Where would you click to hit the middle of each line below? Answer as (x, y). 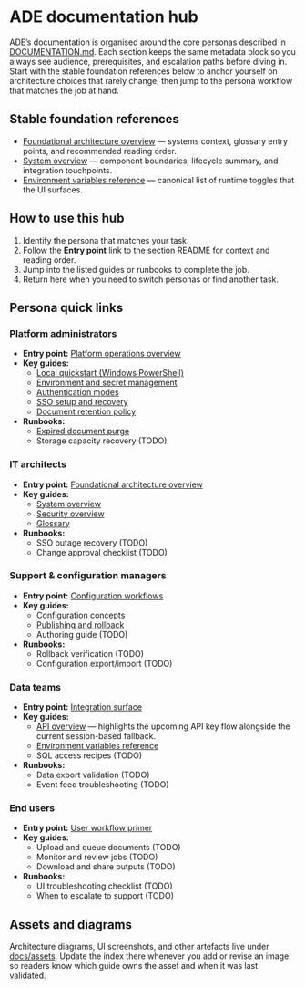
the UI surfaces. (53, 190)
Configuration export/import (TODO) (104, 663)
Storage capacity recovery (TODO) (102, 441)
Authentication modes (78, 392)
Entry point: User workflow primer (87, 828)
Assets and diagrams (71, 925)
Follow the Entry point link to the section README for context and (146, 250)
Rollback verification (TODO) (90, 653)
